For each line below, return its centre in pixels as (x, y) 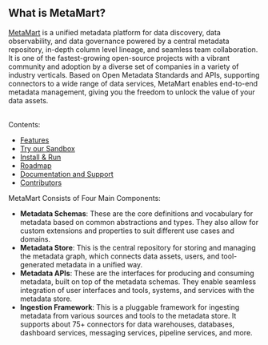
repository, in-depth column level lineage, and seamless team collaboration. (133, 49)
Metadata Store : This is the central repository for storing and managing (138, 247)
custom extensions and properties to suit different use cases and (127, 231)
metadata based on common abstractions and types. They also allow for (139, 222)
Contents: (24, 124)
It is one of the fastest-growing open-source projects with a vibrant (119, 58)
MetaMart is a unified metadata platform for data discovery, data (115, 32)
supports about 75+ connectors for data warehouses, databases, (127, 324)
